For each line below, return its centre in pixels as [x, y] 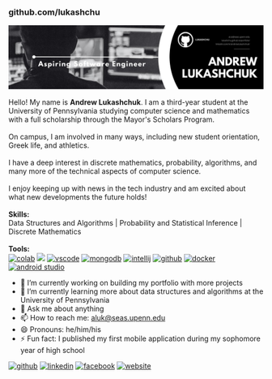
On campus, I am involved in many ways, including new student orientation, [134, 137]
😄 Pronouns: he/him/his [60, 329]
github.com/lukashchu [54, 12]
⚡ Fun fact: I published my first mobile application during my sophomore [140, 338]
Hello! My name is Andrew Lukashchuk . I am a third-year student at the [128, 102]
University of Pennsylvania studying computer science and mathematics [129, 111]
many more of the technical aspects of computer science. [105, 171]
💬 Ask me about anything [62, 309]
